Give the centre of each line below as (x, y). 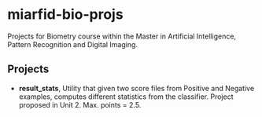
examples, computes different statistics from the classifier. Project (126, 97)
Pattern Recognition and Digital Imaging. (73, 44)
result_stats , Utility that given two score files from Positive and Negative (137, 88)
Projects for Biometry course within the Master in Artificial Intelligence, (122, 36)
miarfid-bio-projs (65, 15)
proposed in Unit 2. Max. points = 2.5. (80, 104)
